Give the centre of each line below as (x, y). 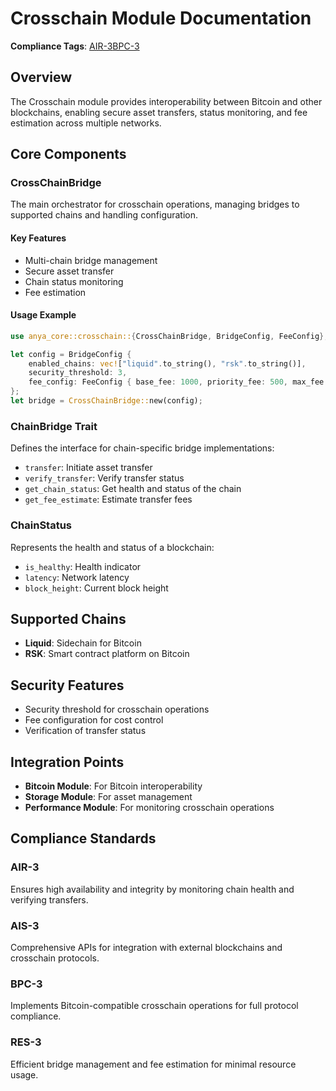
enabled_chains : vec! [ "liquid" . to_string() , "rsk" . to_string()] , (167, 363)
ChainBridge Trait (54, 426)
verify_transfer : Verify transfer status (104, 478)
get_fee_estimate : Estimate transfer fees (108, 499)
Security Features (67, 685)
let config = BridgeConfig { (71, 354)
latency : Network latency (77, 577)
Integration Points (67, 762)
